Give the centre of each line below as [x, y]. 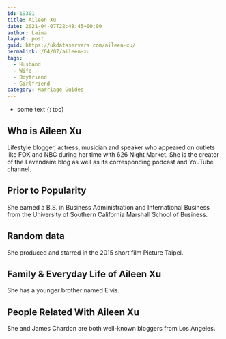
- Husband [27, 64]
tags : [15, 58]
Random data [36, 236]
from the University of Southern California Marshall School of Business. [108, 214]
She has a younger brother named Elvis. [63, 290]
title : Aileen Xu [32, 20]
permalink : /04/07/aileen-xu [48, 52]
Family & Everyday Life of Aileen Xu [84, 274]
